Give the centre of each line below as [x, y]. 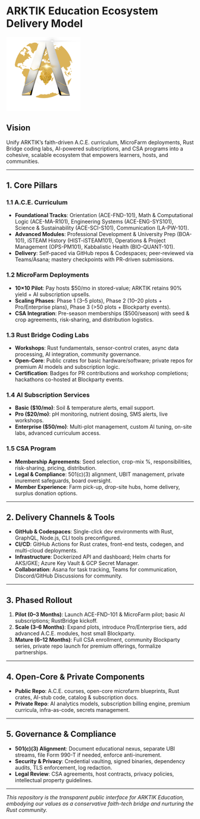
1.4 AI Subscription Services [48, 395]
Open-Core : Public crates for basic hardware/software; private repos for [104, 360]
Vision [18, 128]
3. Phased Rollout [39, 600]
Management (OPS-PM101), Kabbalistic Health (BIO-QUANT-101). [95, 247]
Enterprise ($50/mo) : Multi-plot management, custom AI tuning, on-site [103, 427]
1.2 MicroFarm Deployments [48, 275]
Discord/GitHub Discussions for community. [69, 576]
